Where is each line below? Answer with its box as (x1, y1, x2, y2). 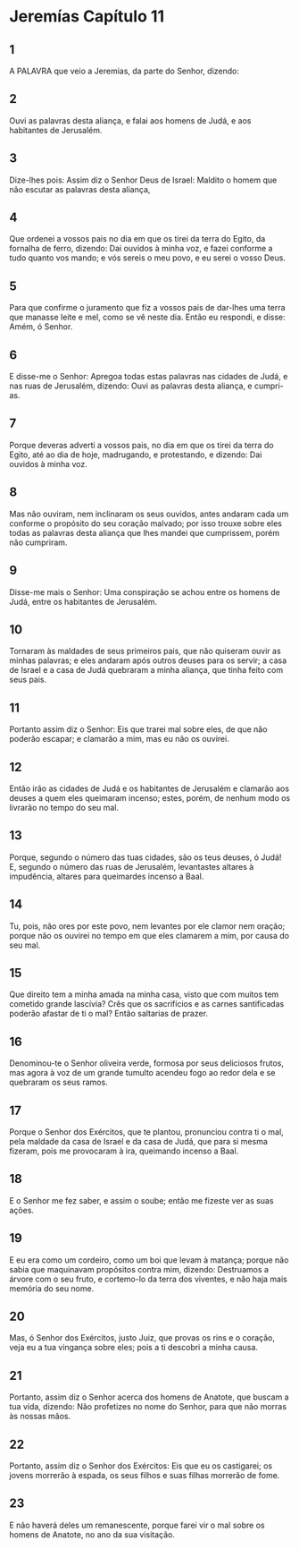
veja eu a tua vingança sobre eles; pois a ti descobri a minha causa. (9, 1342, 259, 1353)
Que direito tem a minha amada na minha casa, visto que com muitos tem (9, 989, 279, 1000)
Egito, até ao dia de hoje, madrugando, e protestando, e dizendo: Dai (9, 449, 262, 460)
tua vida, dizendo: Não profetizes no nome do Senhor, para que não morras (9, 1401, 287, 1412)
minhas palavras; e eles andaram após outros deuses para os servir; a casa (9, 655, 287, 666)
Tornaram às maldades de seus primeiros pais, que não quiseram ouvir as (9, 646, 281, 657)
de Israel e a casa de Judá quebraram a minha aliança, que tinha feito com (9, 665, 284, 676)
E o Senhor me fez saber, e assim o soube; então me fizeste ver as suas (9, 1195, 274, 1205)
